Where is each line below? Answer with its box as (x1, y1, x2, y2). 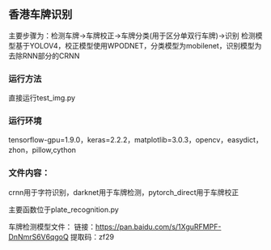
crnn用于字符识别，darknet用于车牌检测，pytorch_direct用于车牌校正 (8, 187, 239, 197)
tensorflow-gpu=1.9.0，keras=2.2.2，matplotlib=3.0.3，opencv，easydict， (8, 135, 263, 145)
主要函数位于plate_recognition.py (8, 205, 119, 214)
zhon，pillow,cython (8, 145, 77, 155)
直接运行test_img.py (8, 93, 75, 103)
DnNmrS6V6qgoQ (8, 231, 69, 241)
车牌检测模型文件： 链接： (8, 222, 95, 231)
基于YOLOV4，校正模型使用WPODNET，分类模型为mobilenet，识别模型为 (15, 40, 262, 50)
